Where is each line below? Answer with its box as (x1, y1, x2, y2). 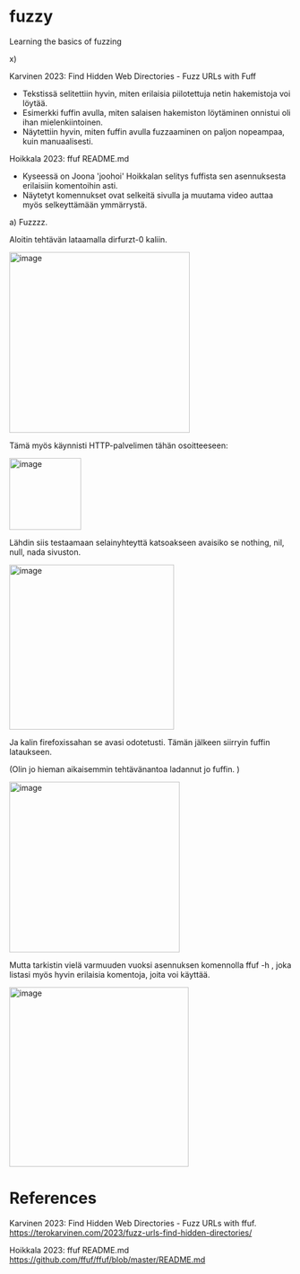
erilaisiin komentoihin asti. (21, 180, 118, 190)
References (9, 1188, 97, 1208)
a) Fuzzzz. (9, 216, 47, 227)
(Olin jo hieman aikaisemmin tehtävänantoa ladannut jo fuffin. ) (9, 763, 240, 774)
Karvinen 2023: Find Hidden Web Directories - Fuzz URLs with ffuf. (9, 1217, 257, 1228)
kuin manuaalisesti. (21, 136, 94, 146)
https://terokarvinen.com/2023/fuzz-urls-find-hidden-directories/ (9, 1227, 253, 1238)
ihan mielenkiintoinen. (21, 117, 103, 127)
